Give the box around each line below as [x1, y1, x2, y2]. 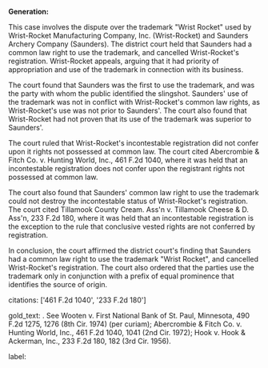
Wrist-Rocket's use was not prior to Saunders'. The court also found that [8, 106, 247, 115]
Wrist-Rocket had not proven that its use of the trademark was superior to [8, 114, 252, 123]
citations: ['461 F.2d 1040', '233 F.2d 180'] [8, 295, 146, 305]
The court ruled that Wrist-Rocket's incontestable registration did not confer [8, 138, 259, 147]
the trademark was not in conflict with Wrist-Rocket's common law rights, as [8, 98, 260, 106]
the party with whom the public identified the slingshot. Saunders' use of [8, 89, 249, 98]
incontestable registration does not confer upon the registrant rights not [8, 164, 246, 173]
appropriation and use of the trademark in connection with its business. [8, 65, 244, 74]
